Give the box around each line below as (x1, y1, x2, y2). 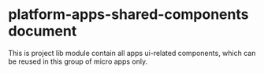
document (8, 22, 77, 40)
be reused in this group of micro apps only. (8, 57, 148, 66)
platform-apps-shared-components (8, 6, 249, 24)
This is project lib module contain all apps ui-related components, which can (8, 48, 256, 57)
